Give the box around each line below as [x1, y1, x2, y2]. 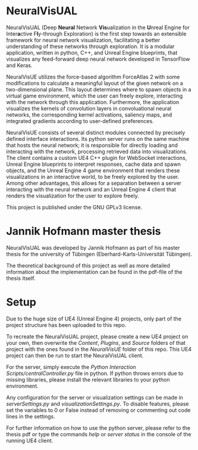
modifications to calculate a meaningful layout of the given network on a [6, 79, 183, 87]
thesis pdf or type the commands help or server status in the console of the [6, 430, 191, 438]
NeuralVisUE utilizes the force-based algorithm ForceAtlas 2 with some [6, 73, 180, 80]
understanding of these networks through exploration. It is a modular [6, 43, 175, 50]
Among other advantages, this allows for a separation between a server [6, 180, 182, 187]
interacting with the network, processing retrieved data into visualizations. [6, 147, 188, 155]
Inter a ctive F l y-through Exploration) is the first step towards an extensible [6, 30, 187, 37]
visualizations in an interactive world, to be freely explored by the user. [6, 173, 180, 180]
